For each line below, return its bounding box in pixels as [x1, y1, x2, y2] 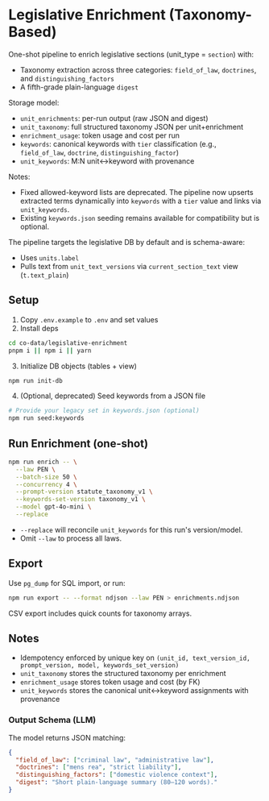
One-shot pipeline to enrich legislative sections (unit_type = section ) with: [8, 49, 255, 59]
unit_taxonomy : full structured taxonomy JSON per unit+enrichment [19, 122, 244, 131]
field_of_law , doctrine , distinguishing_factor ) [19, 147, 180, 157]
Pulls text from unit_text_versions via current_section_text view [19, 261, 239, 271]
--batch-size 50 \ [15, 473, 78, 481]
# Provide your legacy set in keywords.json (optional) [8, 407, 200, 415]
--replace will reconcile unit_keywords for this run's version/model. [19, 525, 243, 534]
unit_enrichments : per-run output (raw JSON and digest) [19, 113, 209, 122]
